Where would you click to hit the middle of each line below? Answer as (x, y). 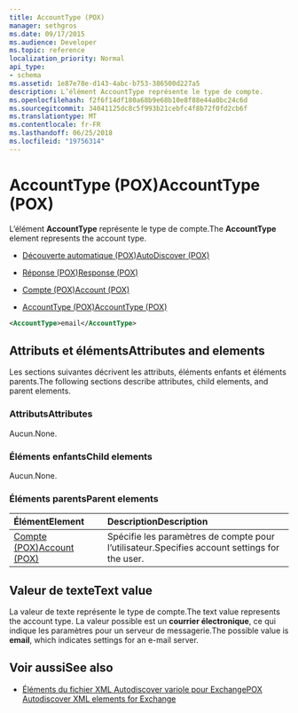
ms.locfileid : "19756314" (57, 141)
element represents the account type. (78, 238)
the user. (126, 559)
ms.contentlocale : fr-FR (55, 125)
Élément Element (49, 522)
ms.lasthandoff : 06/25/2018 (61, 133)
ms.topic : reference (47, 51)
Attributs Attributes (51, 414)
